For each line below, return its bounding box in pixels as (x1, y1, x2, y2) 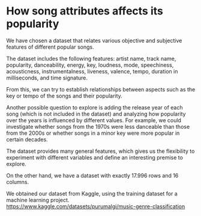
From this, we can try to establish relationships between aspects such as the (6, 85, 196, 93)
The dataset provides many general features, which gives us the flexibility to (6, 147, 195, 155)
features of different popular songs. (6, 43, 94, 51)
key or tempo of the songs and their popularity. (6, 92, 123, 99)
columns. (6, 178, 29, 185)
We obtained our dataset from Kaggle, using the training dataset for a (6, 190, 178, 197)
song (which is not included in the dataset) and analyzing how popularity (6, 110, 186, 117)
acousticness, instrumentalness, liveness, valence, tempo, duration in (6, 67, 178, 75)
